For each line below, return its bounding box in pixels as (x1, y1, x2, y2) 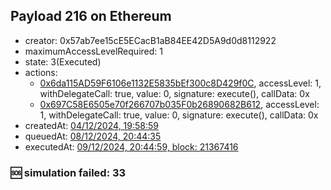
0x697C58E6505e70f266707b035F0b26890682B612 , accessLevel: (39, 98, 320, 110)
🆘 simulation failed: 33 (10, 165, 127, 179)
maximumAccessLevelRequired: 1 (24, 45, 163, 57)
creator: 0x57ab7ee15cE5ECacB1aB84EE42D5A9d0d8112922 (24, 34, 277, 46)
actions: (24, 66, 58, 78)
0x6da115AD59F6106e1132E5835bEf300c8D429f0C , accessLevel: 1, (39, 77, 322, 89)
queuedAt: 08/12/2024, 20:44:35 (24, 130, 162, 142)
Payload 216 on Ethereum (10, 8, 172, 25)
